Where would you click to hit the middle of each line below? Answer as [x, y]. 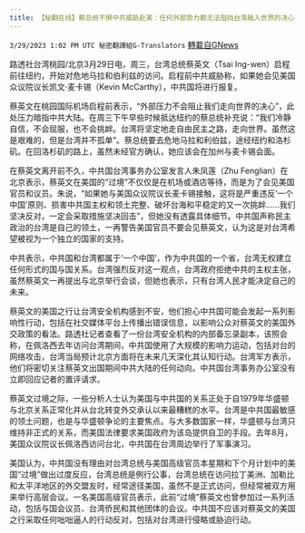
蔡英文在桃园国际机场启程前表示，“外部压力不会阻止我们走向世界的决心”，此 [152, 106]
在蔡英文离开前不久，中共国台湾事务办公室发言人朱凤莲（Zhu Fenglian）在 [149, 170]
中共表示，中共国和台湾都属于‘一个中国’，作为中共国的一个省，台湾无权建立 [151, 257]
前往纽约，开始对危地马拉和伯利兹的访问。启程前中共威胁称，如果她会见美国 [152, 75]
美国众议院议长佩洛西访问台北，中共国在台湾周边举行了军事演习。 [133, 443]
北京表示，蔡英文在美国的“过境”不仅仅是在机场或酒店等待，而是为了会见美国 [152, 181]
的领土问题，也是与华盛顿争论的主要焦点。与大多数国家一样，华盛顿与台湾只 [152, 421]
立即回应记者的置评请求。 [57, 379]
